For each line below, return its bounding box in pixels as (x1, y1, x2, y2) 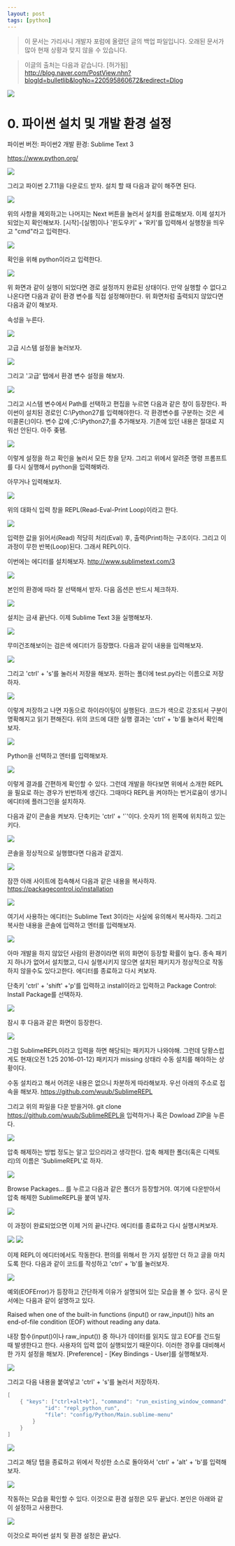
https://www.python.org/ (7, 154, 78, 163)
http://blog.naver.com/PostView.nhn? (24, 68, 131, 77)
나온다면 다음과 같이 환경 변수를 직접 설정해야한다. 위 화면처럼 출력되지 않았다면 (7, 292, 224, 301)
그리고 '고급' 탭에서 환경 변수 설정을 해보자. (7, 372, 124, 380)
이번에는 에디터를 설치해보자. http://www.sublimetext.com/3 (7, 558, 176, 566)
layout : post (7, 10, 45, 18)
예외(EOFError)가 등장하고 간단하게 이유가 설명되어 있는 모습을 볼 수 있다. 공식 (7, 1288, 221, 1296)
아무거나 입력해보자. (7, 478, 62, 486)
